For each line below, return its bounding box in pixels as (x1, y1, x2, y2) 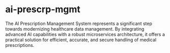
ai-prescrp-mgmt (5, 4, 80, 15)
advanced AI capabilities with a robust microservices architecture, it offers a (5, 31, 165, 37)
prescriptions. (5, 42, 35, 48)
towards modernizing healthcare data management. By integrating (5, 25, 145, 32)
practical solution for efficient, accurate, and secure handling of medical (5, 37, 157, 43)
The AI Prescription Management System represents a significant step (5, 20, 153, 26)
